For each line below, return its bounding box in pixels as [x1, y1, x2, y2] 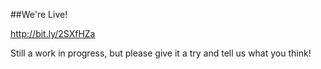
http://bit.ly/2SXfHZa [10, 28, 96, 39]
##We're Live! [10, 9, 68, 20]
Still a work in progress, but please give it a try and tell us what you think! [10, 47, 312, 59]
